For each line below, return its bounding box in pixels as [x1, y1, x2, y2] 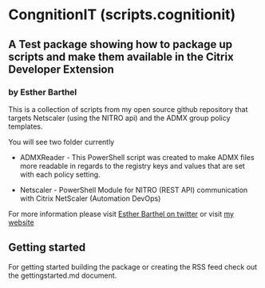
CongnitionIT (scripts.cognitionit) [8, 6, 236, 24]
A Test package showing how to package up [8, 38, 233, 51]
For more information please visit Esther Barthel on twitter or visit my [8, 209, 234, 218]
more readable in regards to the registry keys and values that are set [19, 161, 245, 170]
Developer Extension [8, 62, 114, 76]
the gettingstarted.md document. [8, 270, 117, 280]
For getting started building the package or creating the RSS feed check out [8, 262, 258, 271]
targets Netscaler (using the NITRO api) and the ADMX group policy [8, 113, 231, 122]
